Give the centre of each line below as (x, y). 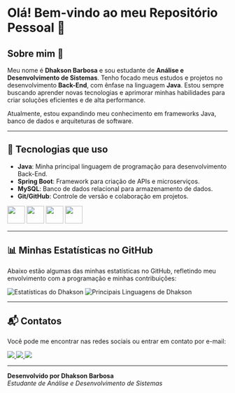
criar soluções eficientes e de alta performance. (76, 100)
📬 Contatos (35, 321)
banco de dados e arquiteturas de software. (71, 121)
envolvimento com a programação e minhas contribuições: (92, 278)
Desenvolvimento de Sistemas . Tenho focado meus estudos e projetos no (115, 78)
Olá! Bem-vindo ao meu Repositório (113, 13)
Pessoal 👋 (36, 28)
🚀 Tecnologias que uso (58, 149)
